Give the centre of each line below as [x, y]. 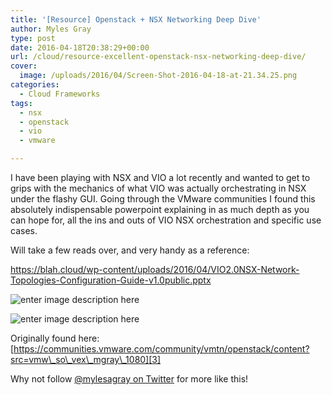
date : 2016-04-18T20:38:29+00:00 [80, 47]
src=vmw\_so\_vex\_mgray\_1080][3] [86, 359]
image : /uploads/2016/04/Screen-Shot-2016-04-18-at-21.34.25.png [158, 76]
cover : [24, 66]
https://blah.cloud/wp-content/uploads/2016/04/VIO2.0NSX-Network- [155, 269]
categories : [35, 85]
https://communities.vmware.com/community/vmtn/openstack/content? [161, 349]
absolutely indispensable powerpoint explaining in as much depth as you [160, 209]
